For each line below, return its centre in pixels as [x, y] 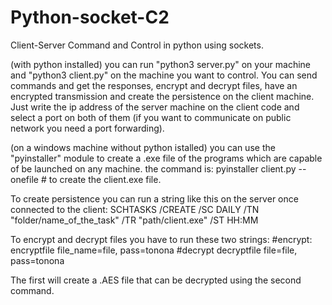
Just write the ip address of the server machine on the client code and [155, 107]
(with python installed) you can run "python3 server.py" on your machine [161, 64]
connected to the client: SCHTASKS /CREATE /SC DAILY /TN [135, 209]
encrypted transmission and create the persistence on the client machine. [162, 96]
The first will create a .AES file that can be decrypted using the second [156, 280]
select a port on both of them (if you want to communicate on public [151, 117]
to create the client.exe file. [105, 179]
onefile [24, 179]
